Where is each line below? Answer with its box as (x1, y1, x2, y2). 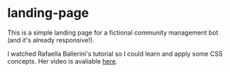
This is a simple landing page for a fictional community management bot (7, 28, 219, 37)
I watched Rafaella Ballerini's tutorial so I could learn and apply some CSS (7, 49, 223, 58)
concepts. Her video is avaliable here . (7, 56, 118, 65)
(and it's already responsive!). (7, 35, 94, 44)
